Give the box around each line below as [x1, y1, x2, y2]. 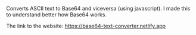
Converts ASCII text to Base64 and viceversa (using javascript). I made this [6, 5, 191, 12]
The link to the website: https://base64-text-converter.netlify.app [6, 23, 166, 29]
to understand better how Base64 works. [6, 11, 107, 18]
